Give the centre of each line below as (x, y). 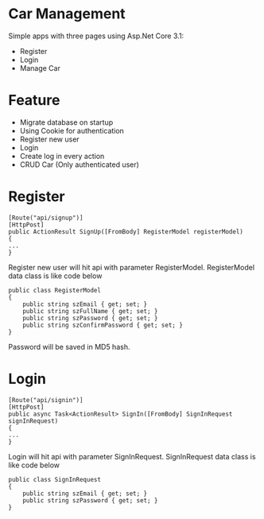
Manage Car (40, 68)
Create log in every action (62, 156)
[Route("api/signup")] (46, 218)
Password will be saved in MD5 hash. (69, 347)
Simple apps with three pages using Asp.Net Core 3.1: (96, 36)
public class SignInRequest (55, 479)
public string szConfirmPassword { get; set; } (103, 325)
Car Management (67, 14)
